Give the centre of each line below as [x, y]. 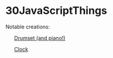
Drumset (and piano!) [40, 38]
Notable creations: [28, 27]
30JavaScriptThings [56, 11]
